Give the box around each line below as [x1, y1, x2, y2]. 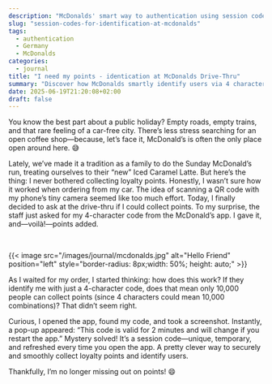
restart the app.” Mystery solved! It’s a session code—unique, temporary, [8, 334, 253, 343]
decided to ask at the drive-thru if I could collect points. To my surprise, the [8, 202, 261, 212]
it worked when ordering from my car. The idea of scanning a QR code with [8, 184, 260, 195]
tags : [8, 27, 27, 35]
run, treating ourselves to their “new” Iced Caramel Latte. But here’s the [8, 167, 247, 177]
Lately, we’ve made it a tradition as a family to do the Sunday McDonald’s [8, 159, 253, 169]
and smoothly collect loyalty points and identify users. [8, 351, 189, 361]
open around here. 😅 [8, 143, 79, 153]
